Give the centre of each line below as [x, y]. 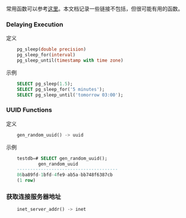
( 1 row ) [26, 181]
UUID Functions [29, 110]
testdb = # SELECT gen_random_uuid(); [62, 158]
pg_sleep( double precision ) [51, 49]
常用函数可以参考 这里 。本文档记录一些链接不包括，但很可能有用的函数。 [94, 9]
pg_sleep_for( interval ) [46, 55]
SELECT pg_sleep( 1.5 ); [45, 84]
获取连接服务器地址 [34, 197]
